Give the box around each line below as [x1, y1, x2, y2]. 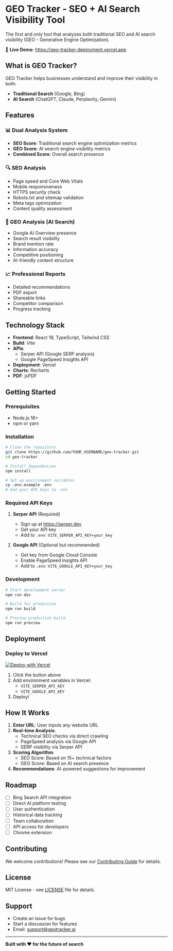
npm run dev [5, 592, 31, 597]
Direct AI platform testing [12, 800, 66, 806]
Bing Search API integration [12, 795, 72, 801]
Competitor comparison [12, 301, 63, 307]
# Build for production [5, 602, 57, 607]
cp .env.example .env [5, 482, 52, 488]
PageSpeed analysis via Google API [20, 738, 96, 745]
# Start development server [5, 587, 66, 592]
